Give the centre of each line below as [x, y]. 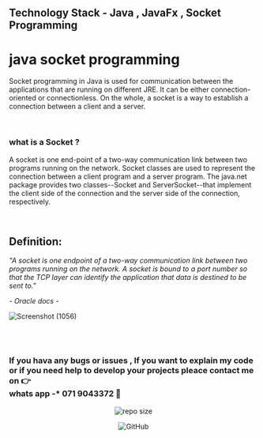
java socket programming [94, 59]
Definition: [36, 242]
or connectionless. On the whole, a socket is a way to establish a [143, 98]
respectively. [30, 202]
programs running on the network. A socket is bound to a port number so [128, 269]
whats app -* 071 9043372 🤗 [65, 394]
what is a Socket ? [44, 142]
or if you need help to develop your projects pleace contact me [131, 371]
